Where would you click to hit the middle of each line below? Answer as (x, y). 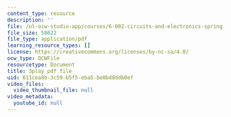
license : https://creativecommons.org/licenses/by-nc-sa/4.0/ (98, 52)
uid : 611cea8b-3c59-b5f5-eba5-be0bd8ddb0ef (70, 77)
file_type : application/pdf (47, 39)
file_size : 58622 (32, 33)
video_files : (26, 84)
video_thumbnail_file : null (54, 90)
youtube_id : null (38, 103)
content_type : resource (41, 13)
